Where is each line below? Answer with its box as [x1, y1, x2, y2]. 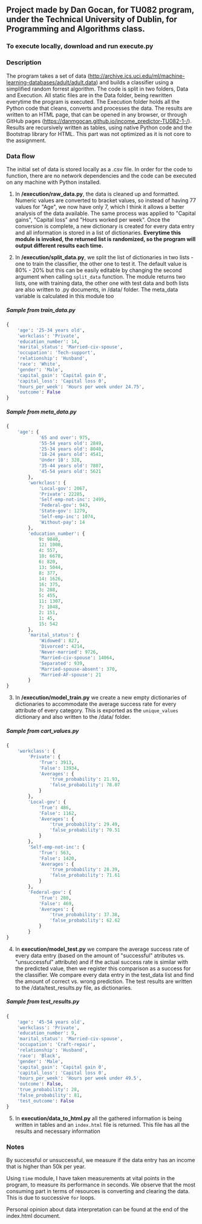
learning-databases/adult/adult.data [6, 78, 97, 86]
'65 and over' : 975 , [38, 434, 91, 441]
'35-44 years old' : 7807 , [38, 463, 104, 469]
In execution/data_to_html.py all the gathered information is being [15, 1114, 182, 1122]
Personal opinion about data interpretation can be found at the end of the [6, 1205, 189, 1213]
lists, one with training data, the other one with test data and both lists [15, 279, 189, 287]
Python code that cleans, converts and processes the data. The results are [6, 104, 192, 112]
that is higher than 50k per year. [6, 1163, 86, 1170]
